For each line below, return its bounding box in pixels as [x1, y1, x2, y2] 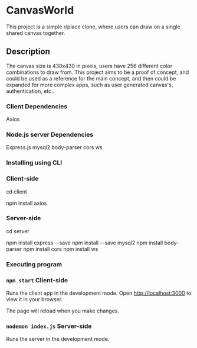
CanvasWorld [6, 4, 74, 17]
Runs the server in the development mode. [6, 336, 110, 343]
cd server [6, 227, 29, 234]
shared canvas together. [6, 29, 65, 36]
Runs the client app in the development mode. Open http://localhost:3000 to [6, 289, 192, 297]
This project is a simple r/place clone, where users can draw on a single [6, 23, 181, 30]
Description [6, 47, 50, 57]
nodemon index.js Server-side [6, 322, 92, 330]
